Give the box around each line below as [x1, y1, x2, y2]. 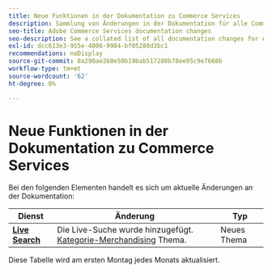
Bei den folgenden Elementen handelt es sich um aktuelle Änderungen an [8, 183, 253, 193]
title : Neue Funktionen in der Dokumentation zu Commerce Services [8, 11, 241, 20]
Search [12, 234, 40, 245]
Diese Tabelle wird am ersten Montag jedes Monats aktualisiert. [8, 255, 220, 265]
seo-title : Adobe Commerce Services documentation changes [8, 27, 212, 35]
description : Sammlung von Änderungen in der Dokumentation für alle [8, 19, 249, 28]
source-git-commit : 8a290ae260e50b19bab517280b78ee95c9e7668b [8, 58, 223, 66]
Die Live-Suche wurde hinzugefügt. [57, 224, 194, 236]
